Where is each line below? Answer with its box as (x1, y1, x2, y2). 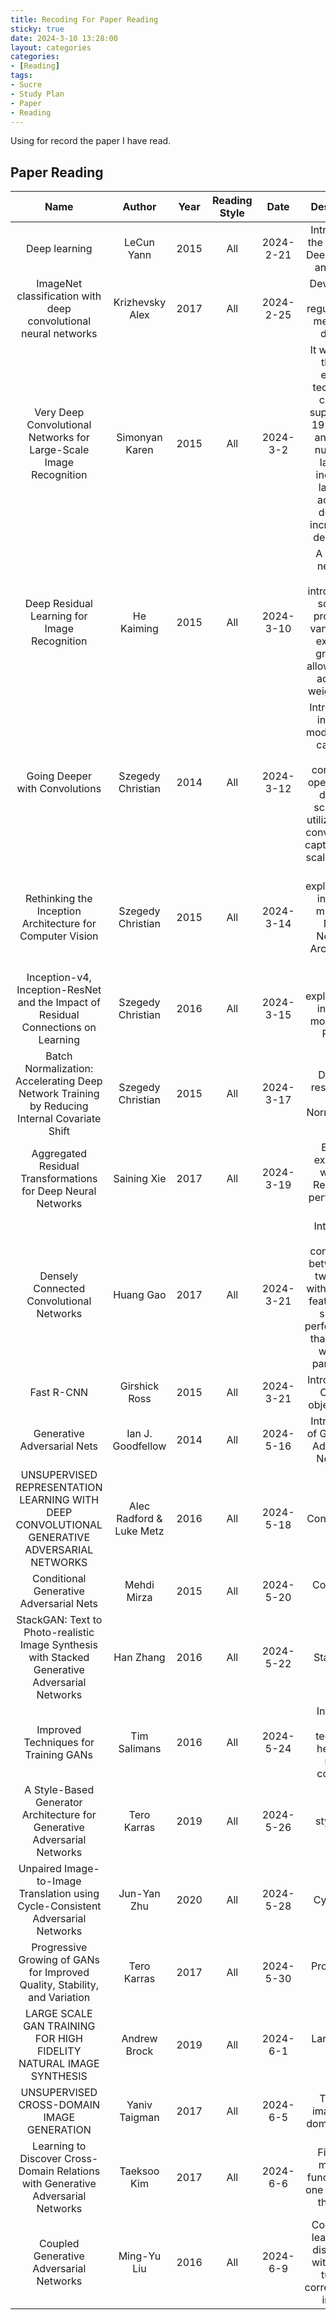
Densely (39, 1269, 79, 1283)
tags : (10, 71, 33, 81)
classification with (16, 289, 102, 303)
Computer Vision (19, 929, 99, 943)
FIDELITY (36, 2044, 82, 2058)
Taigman (119, 2111, 160, 2125)
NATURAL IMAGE (18, 2057, 100, 2071)
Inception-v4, (26, 971, 92, 985)
